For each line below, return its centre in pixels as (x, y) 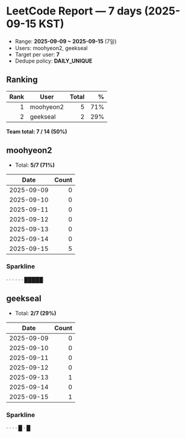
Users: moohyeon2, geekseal (51, 48)
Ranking (22, 80)
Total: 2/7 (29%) (36, 313)
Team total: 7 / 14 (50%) (37, 131)
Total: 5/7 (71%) (35, 165)
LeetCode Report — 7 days (74, 11)
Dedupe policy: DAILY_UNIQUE (54, 61)
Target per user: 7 (37, 54)
